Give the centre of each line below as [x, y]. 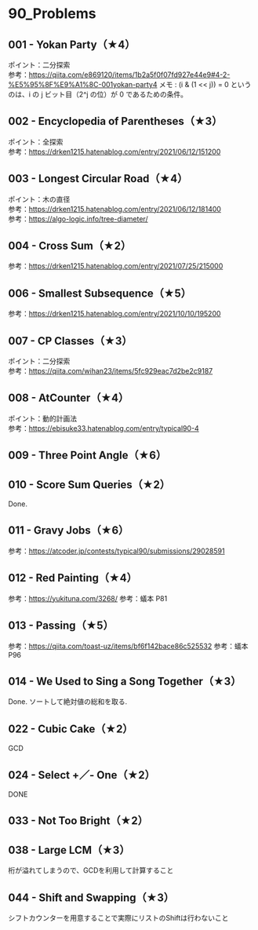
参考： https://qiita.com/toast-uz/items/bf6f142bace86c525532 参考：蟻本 [128, 646]
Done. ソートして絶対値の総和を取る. [68, 702]
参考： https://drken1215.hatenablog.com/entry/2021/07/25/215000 [116, 266]
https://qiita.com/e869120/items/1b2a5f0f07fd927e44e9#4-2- [129, 75]
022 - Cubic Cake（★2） [71, 729]
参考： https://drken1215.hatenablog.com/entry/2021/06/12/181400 [115, 209]
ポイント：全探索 [36, 141]
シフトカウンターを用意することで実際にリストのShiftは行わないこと [118, 917]
